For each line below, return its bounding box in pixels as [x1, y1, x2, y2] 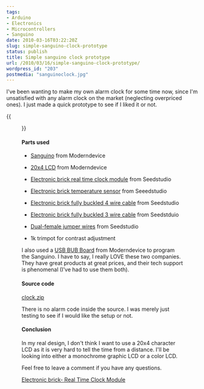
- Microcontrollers [6, 26, 56, 32]
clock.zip [21, 293, 44, 301]
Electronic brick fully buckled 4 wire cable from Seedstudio [30, 199, 180, 207]
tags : [6, 9, 20, 15]
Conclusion [21, 326, 52, 333]
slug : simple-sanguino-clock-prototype [6, 43, 108, 49]
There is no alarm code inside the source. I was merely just [21, 305, 169, 313]
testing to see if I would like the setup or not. [21, 312, 133, 319]
